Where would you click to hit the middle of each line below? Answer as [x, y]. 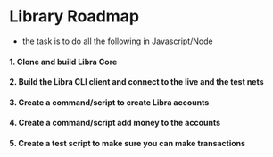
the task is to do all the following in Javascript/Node [117, 41]
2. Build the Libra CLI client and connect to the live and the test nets [137, 82]
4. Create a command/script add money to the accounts [115, 123]
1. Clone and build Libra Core [63, 62]
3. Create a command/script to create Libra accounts [109, 102]
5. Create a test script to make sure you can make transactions [128, 143]
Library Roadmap [74, 17]
